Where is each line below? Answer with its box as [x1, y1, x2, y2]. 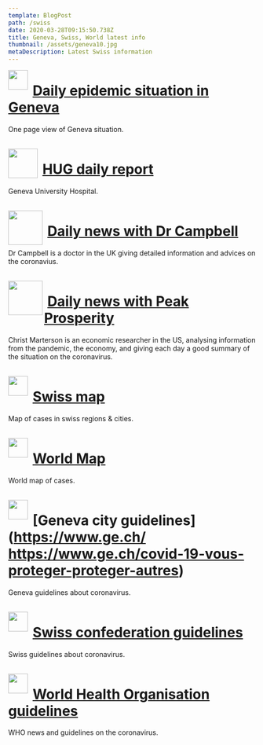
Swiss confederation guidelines [32, 623, 243, 641]
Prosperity [44, 310, 115, 327]
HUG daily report [42, 160, 154, 178]
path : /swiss [8, 19, 51, 27]
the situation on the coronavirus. [8, 351, 113, 361]
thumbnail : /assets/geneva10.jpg [8, 41, 118, 49]
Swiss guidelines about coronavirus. [8, 649, 126, 659]
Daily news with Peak [46, 292, 190, 310]
